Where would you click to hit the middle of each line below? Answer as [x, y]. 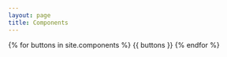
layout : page [30, 15]
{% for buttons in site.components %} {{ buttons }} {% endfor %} [114, 45]
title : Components [38, 23]
